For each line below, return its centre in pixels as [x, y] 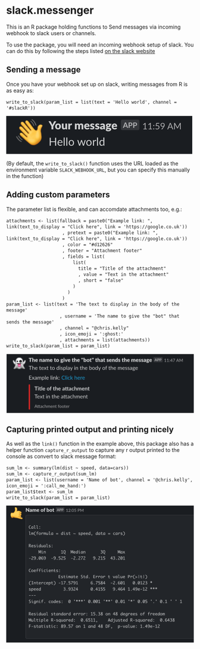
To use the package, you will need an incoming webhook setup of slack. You [100, 45]
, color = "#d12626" [87, 245]
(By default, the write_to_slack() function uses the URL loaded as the [92, 163]
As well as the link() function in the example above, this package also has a [100, 444]
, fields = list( [84, 257]
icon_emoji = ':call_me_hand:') [46, 486]
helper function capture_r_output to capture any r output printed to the [93, 450]
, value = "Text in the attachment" [124, 274]
